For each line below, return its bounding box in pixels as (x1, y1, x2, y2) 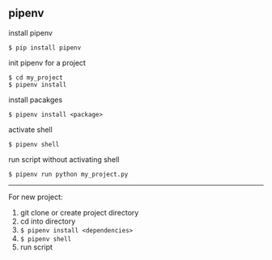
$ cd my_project (8, 73, 63, 82)
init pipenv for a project (8, 58, 87, 67)
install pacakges (8, 95, 63, 104)
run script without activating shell (8, 154, 120, 164)
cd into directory (19, 216, 76, 226)
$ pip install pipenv (8, 44, 82, 52)
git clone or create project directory (19, 207, 139, 217)
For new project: (8, 192, 63, 202)
